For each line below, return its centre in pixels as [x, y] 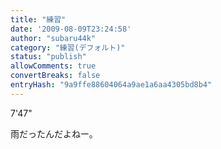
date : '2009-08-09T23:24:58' [71, 29]
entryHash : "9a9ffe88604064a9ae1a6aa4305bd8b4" [111, 85]
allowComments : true [53, 66]
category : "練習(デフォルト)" [68, 47]
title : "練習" [38, 19]
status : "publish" [48, 57]
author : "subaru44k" [53, 38]
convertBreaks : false [55, 76]
